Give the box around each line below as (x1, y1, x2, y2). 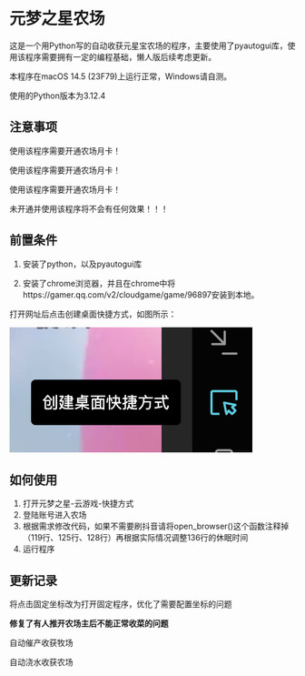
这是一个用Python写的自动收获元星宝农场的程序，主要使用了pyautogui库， (9, 40, 288, 51)
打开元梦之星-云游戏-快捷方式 (22, 498, 134, 510)
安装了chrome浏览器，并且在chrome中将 (22, 277, 176, 288)
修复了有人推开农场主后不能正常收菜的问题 (9, 618, 169, 629)
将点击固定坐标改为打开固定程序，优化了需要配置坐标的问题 (9, 599, 232, 610)
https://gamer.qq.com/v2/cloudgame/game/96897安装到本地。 (22, 288, 260, 300)
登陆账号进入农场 (22, 510, 87, 520)
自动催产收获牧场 (9, 638, 74, 649)
